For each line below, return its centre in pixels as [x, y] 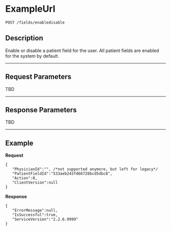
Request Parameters [38, 77]
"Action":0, [25, 178]
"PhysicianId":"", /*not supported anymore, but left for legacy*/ [85, 169]
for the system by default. [32, 56]
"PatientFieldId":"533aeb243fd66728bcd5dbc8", [62, 174]
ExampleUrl [30, 9]
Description [24, 38]
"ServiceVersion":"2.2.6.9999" [45, 220]
